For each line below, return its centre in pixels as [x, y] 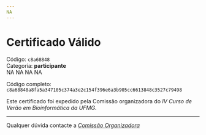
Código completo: [29, 84]
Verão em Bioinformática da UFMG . [51, 108]
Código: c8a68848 [28, 59]
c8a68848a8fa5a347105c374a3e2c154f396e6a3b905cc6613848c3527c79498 [94, 90]
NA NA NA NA [24, 72]
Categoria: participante [36, 65]
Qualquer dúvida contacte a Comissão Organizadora [73, 125]
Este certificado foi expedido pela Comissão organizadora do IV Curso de [99, 101]
